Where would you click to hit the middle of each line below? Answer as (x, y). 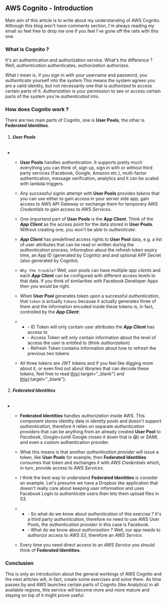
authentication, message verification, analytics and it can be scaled (89, 178)
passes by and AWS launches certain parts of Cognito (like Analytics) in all (82, 584)
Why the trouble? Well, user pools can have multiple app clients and (90, 270)
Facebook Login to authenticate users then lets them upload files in (89, 493)
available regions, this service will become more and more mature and (77, 590)
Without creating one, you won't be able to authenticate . (78, 229)
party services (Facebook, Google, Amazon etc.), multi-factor (83, 173)
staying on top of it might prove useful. (45, 595)
